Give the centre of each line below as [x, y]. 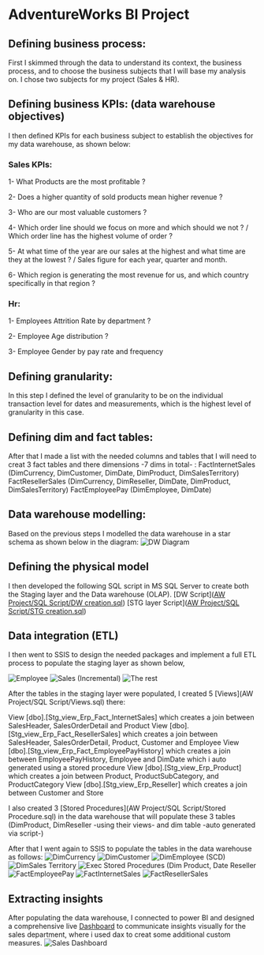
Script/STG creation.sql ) [47, 611]
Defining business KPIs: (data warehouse [112, 104]
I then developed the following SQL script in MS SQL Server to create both [129, 585]
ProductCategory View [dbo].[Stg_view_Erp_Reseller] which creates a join [128, 784]
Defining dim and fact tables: [81, 437]
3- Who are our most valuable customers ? [78, 212]
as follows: [26, 857]
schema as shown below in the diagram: [74, 542]
